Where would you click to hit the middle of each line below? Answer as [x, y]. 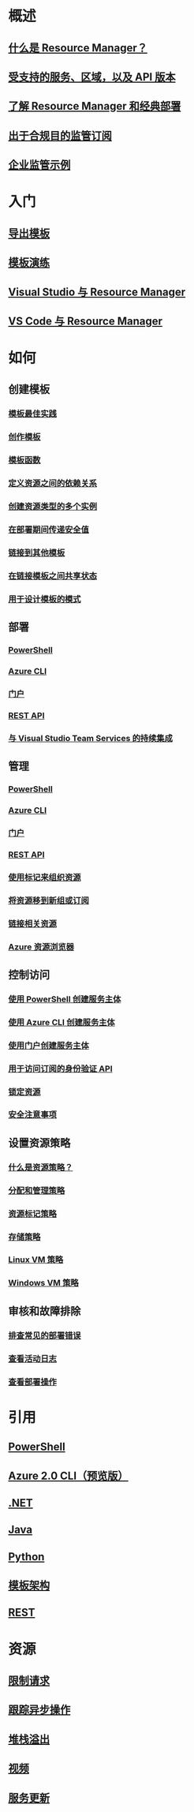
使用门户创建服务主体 [48, 1045]
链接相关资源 [33, 923]
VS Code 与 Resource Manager [86, 321]
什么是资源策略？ [41, 1167]
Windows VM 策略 [43, 1283]
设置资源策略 [39, 1142]
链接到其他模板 [37, 552]
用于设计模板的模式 [45, 599]
